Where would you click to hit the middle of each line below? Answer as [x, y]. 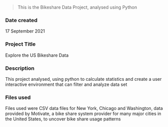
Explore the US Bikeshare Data [37, 55]
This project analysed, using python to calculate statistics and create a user [83, 79]
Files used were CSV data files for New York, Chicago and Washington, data [84, 108]
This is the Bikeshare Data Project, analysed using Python [77, 7]
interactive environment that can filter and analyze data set [66, 84]
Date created [21, 20]
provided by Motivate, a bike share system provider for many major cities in [83, 114]
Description [20, 68]
